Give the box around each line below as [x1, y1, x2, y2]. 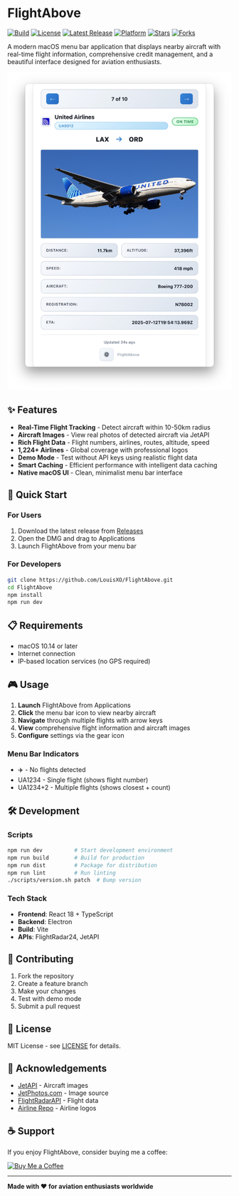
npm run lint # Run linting [7, 869, 116, 877]
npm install [7, 591, 43, 598]
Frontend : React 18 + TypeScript [17, 909, 114, 919]
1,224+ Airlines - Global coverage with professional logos [17, 445, 188, 454]
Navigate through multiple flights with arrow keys [17, 716, 164, 724]
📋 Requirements [7, 619, 83, 631]
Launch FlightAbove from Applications [17, 701, 132, 709]
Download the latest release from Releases [17, 526, 144, 535]
